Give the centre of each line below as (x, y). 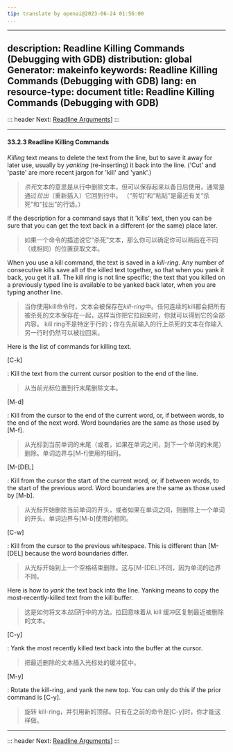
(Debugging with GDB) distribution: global (100, 60)
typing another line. (35, 292)
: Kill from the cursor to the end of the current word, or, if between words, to (116, 415)
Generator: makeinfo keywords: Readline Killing (113, 70)
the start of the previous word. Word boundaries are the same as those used (116, 487)
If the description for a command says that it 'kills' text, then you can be (110, 218)
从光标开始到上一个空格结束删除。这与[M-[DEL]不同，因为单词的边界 (122, 567)
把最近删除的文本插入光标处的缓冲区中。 (82, 662)
